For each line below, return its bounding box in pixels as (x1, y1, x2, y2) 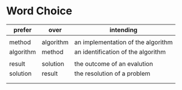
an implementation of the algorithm (74, 38, 173, 46)
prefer (13, 26, 32, 34)
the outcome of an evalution (74, 60, 153, 68)
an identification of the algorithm (74, 48, 166, 56)
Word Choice (6, 4, 72, 18)
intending (110, 26, 138, 34)
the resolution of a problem (74, 69, 151, 77)
